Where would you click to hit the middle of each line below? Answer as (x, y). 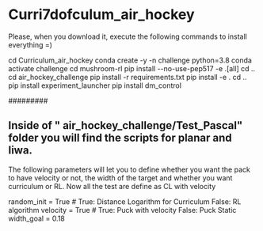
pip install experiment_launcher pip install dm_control (95, 85)
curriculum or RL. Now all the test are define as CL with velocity (112, 186)
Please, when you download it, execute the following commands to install (128, 36)
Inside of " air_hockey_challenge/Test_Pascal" (126, 125)
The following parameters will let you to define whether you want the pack (130, 169)
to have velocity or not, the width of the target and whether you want (120, 178)
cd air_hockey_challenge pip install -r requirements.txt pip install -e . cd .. (128, 77)
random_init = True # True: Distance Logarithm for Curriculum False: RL (125, 201)
